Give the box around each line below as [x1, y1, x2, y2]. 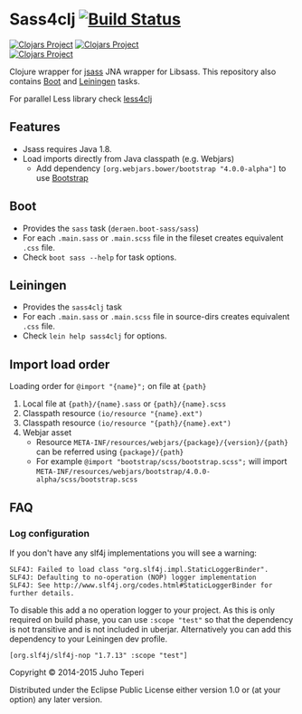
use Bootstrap [35, 172, 89, 183]
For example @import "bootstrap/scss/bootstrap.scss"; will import [35, 456, 288, 467]
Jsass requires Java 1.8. [22, 143, 112, 154]
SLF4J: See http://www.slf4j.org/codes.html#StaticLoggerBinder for [9, 580, 273, 590]
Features [9, 119, 61, 135]
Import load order [9, 357, 110, 372]
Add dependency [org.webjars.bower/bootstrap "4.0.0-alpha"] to [35, 163, 287, 174]
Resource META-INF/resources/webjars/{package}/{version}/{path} [35, 437, 289, 448]
